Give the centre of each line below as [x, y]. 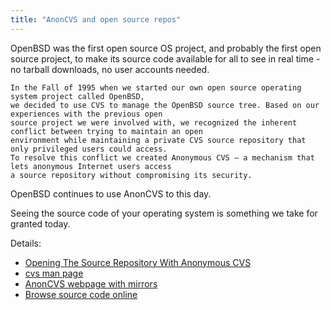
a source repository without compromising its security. [131, 175]
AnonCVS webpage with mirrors [91, 283]
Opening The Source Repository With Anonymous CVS [138, 262]
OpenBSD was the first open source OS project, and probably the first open [166, 48]
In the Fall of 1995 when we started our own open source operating [156, 87]
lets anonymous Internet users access [91, 166]
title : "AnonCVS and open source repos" [96, 19]
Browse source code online [81, 294]
